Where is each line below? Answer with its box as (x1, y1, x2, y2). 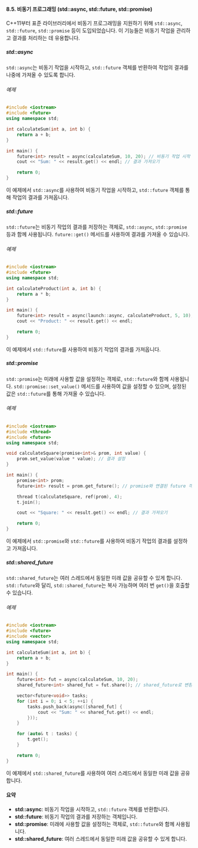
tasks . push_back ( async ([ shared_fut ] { (27, 703, 123, 710)
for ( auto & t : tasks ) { (16, 731, 78, 737)
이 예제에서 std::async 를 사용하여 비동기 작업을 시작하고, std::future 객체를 (6, 187, 184, 193)
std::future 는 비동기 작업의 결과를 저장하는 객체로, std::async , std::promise (6, 223, 187, 230)
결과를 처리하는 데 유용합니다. (12, 34, 81, 41)
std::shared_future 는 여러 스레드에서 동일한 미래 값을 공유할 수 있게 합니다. (6, 575, 183, 582)
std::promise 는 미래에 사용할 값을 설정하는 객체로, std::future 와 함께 (6, 375, 169, 382)
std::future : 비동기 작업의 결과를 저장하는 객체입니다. (14, 813, 138, 820)
